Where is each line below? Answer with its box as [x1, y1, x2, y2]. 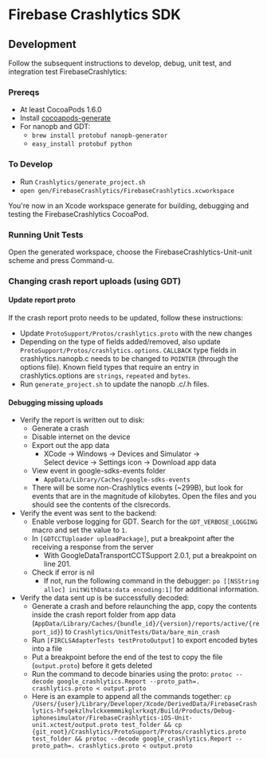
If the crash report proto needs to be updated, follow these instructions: [8, 313, 244, 323]
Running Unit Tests [8, 229, 84, 240]
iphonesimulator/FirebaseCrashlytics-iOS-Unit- [31, 714, 193, 722]
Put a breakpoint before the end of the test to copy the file [31, 652, 223, 662]
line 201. [43, 560, 72, 569]
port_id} [31, 628, 61, 637]
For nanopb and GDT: [19, 122, 91, 132]
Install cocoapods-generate [19, 113, 112, 123]
